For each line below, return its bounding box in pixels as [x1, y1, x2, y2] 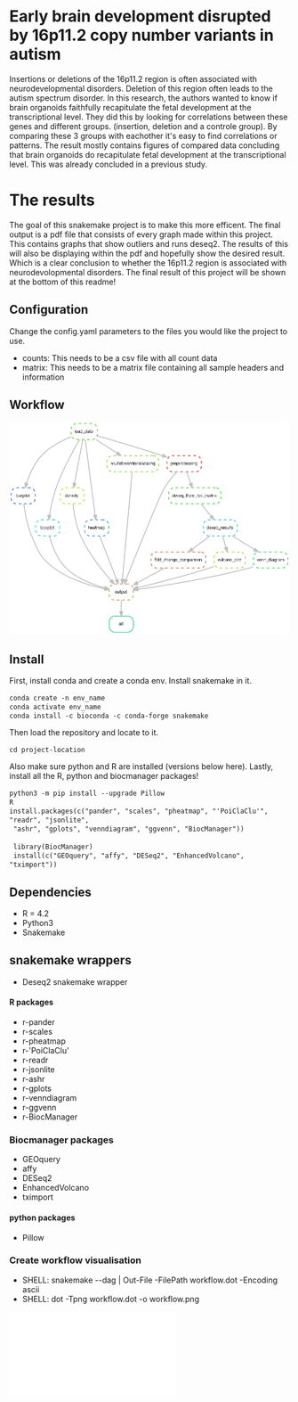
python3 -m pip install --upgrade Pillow [9, 789, 165, 799]
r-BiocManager [21, 1111, 78, 1122]
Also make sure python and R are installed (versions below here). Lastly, [9, 761, 274, 772]
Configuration [9, 302, 89, 317]
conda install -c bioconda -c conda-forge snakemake [9, 711, 209, 721]
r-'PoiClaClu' [21, 1045, 69, 1056]
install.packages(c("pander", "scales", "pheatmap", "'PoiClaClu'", [9, 807, 269, 816]
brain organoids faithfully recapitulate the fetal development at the [9, 102, 252, 112]
